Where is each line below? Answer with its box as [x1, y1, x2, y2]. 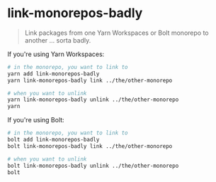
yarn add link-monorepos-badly [7, 70, 100, 77]
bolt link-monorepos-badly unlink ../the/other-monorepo [7, 162, 179, 169]
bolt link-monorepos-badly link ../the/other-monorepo [7, 142, 173, 150]
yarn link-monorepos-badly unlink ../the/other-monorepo [7, 96, 179, 104]
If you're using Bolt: [7, 116, 65, 124]
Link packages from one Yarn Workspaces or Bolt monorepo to [24, 28, 209, 37]
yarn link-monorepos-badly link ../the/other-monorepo [7, 77, 173, 84]
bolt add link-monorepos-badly [7, 136, 100, 144]
